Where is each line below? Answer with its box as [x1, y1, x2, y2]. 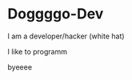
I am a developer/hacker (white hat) [7, 31, 125, 41]
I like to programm [7, 46, 67, 56]
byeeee [7, 62, 33, 72]
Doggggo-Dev [7, 5, 104, 23]
